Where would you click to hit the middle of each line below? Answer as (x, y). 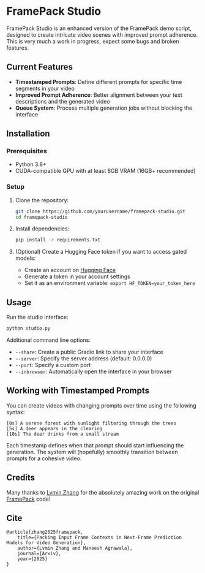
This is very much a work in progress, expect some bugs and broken (93, 41)
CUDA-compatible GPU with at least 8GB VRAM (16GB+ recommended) (105, 171)
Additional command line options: (48, 340)
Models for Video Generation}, (46, 543)
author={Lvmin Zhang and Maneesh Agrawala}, (75, 548)
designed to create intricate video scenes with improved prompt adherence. (102, 34)
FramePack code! (28, 499)
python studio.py (28, 328)
